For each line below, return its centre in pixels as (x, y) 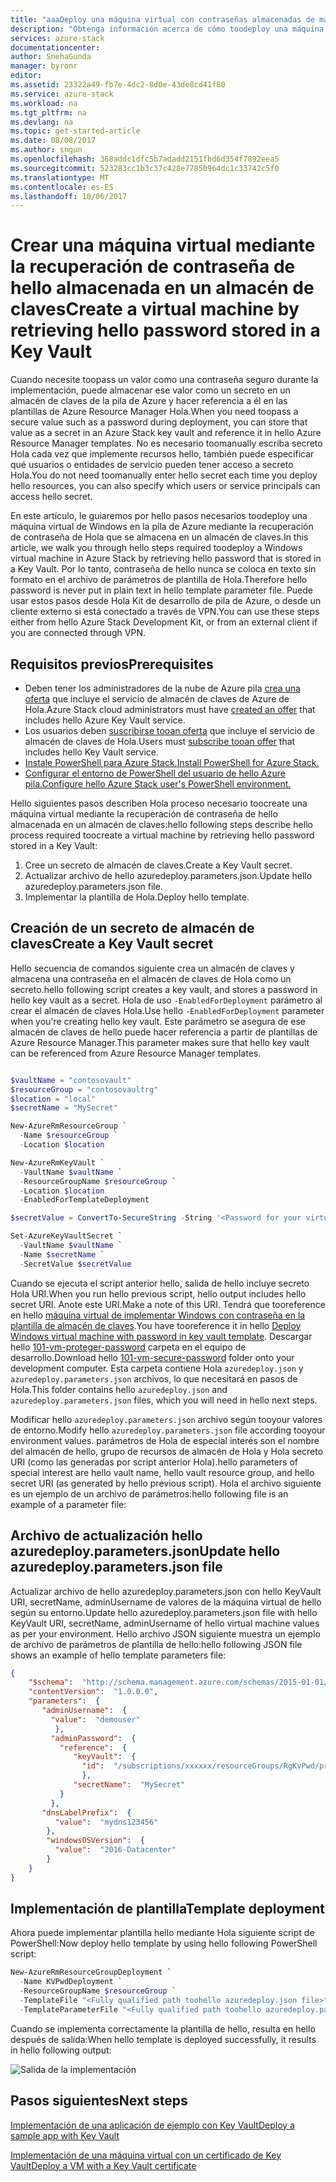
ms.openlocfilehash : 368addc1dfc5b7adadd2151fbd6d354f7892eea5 (145, 159)
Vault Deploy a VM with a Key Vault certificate (103, 2165)
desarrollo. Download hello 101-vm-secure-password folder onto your (152, 1357)
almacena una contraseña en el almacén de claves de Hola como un (151, 978)
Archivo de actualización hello (106, 1536)
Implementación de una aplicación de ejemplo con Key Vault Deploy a (152, 2125)
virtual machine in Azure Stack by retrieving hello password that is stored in (166, 558)
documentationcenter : (55, 47)
